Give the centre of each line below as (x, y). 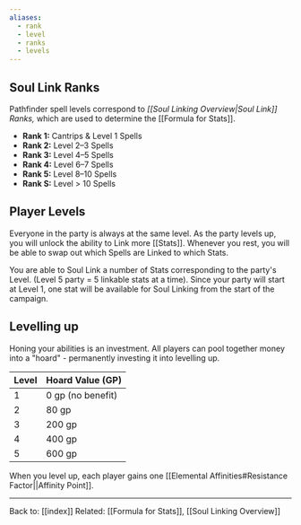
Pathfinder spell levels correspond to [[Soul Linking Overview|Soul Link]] (143, 109)
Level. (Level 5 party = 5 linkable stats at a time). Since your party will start (147, 279)
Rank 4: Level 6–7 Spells (68, 164)
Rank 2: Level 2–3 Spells (68, 145)
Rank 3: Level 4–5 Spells (68, 154)
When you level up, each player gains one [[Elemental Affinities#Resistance (149, 476)
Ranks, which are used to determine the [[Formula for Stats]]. (122, 118)
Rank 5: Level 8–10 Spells (69, 174)
